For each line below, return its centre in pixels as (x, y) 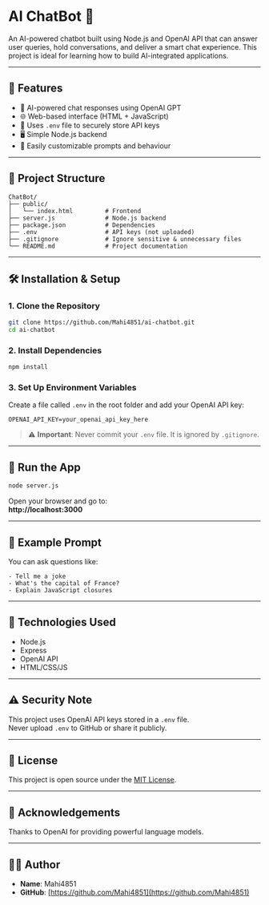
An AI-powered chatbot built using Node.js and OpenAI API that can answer (133, 38)
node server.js (34, 486)
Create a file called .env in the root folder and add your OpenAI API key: (126, 405)
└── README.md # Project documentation (98, 246)
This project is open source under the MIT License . (92, 780)
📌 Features (36, 89)
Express (33, 650)
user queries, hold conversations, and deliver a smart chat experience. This (133, 46)
